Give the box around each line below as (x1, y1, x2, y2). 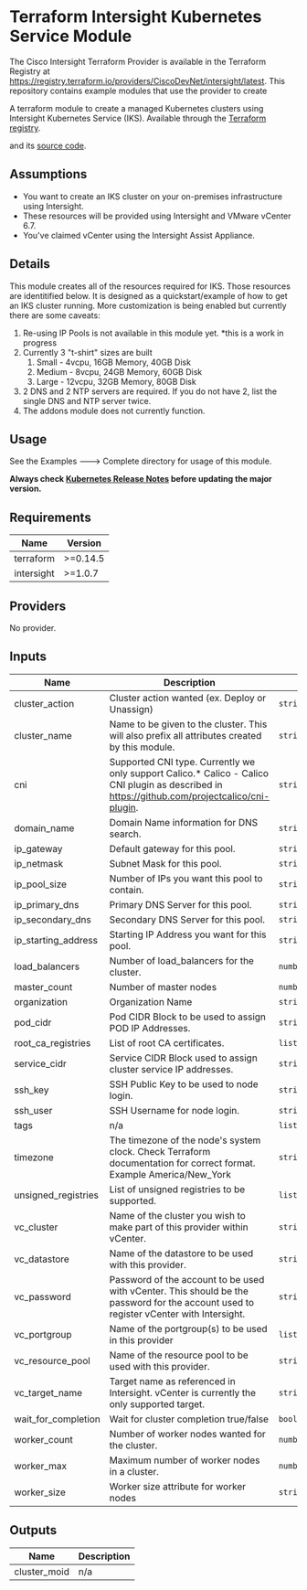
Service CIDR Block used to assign (109, 1051, 258, 1064)
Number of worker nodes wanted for (109, 1427, 267, 1440)
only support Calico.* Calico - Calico (109, 766, 270, 779)
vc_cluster (14, 1221, 58, 1233)
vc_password (14, 1290, 71, 1303)
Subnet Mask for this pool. (109, 857, 222, 870)
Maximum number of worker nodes (109, 1454, 260, 1467)
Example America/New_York (109, 1168, 231, 1180)
